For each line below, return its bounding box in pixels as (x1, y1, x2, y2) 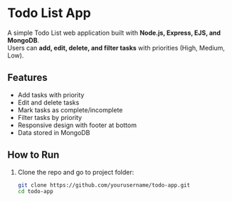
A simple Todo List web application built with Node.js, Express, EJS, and (7, 28, 221, 37)
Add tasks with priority (17, 90, 85, 99)
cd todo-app (17, 188, 53, 195)
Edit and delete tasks (17, 98, 80, 107)
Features (7, 72, 48, 84)
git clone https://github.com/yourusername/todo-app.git (17, 181, 191, 189)
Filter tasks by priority (17, 113, 83, 121)
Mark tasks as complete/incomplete (17, 105, 123, 114)
